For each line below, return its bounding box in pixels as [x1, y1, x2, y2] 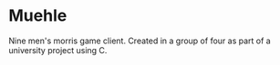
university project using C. [8, 44, 108, 55]
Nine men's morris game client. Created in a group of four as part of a [8, 35, 271, 46]
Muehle [8, 5, 67, 26]
